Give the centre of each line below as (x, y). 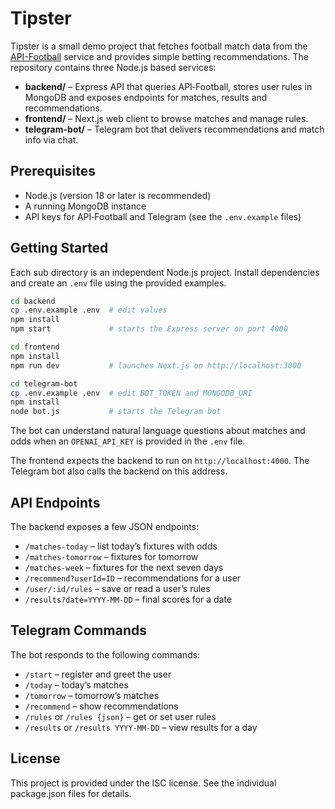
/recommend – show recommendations (101, 706)
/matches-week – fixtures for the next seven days (124, 567)
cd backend (33, 301)
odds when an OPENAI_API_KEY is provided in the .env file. (128, 441)
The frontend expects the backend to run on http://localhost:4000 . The (160, 461)
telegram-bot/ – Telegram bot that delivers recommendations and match (174, 129)
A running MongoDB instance (85, 206)
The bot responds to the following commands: (105, 654)
